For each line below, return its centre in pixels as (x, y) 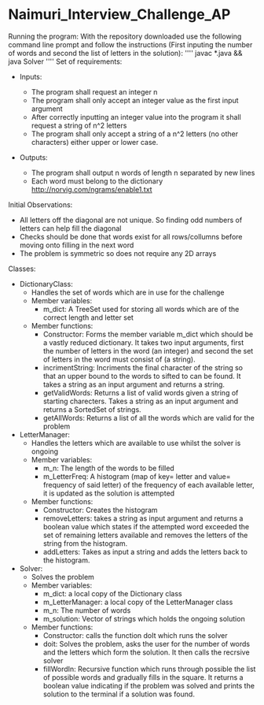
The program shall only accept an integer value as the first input (135, 100)
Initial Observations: (40, 204)
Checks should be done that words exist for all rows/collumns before (131, 236)
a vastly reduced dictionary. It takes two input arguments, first (143, 342)
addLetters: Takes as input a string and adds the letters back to (145, 551)
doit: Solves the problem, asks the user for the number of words (146, 644)
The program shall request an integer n (94, 91)
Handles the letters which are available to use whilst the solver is (136, 443)
